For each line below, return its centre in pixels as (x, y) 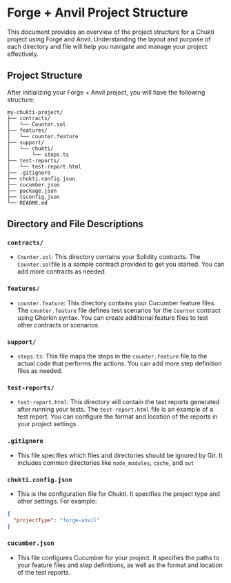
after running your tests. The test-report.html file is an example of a (115, 410)
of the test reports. (44, 572)
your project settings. (47, 424)
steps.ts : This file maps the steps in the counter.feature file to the (112, 356)
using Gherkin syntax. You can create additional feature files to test (112, 317)
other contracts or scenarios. (58, 325)
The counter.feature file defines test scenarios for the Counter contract (119, 310)
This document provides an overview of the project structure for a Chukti (111, 32)
